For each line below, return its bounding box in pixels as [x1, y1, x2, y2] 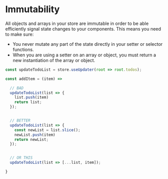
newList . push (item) [14, 132, 56, 137]
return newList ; [14, 137, 49, 142]
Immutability [5, 4, 60, 15]
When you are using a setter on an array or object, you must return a [12, 52, 156, 58]
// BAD [10, 85, 24, 91]
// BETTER [10, 118, 30, 123]
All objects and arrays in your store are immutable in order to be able [5, 20, 149, 26]
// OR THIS [10, 155, 33, 161]
